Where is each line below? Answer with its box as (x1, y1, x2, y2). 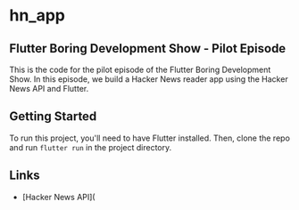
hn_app (9, 5, 65, 26)
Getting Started (9, 109, 97, 125)
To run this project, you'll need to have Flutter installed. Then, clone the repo (9, 133, 290, 143)
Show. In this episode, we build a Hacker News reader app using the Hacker (9, 74, 288, 85)
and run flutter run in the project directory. (9, 141, 172, 152)
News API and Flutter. (9, 84, 89, 93)
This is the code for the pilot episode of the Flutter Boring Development (9, 64, 271, 75)
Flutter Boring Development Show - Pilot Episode (9, 41, 287, 56)
